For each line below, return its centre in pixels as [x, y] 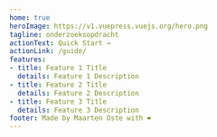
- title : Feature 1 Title [58, 68]
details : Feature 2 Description [79, 93]
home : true [30, 18]
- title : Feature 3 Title [58, 101]
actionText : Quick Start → [60, 43]
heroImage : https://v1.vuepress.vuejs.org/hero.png [108, 26]
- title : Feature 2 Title [58, 85]
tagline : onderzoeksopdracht [64, 34]
